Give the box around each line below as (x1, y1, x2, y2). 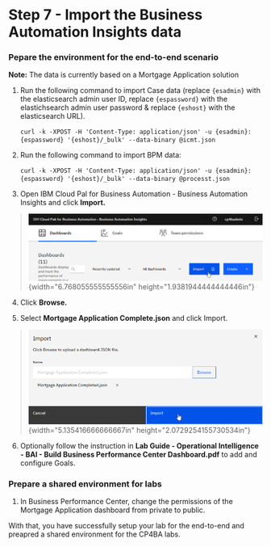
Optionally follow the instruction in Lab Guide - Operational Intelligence (19, 440, 260, 450)
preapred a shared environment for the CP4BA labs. (8, 529, 181, 539)
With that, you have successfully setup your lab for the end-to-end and (8, 521, 244, 531)
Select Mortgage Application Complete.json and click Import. (19, 313, 228, 323)
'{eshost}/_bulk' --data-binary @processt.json (67, 175, 231, 183)
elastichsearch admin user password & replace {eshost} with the (19, 103, 236, 112)
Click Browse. (19, 297, 68, 308)
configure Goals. (19, 458, 76, 468)
